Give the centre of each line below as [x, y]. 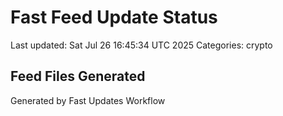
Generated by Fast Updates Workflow [88, 100]
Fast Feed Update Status [114, 17]
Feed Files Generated [78, 76]
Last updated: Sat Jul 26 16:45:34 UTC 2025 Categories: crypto [141, 45]
